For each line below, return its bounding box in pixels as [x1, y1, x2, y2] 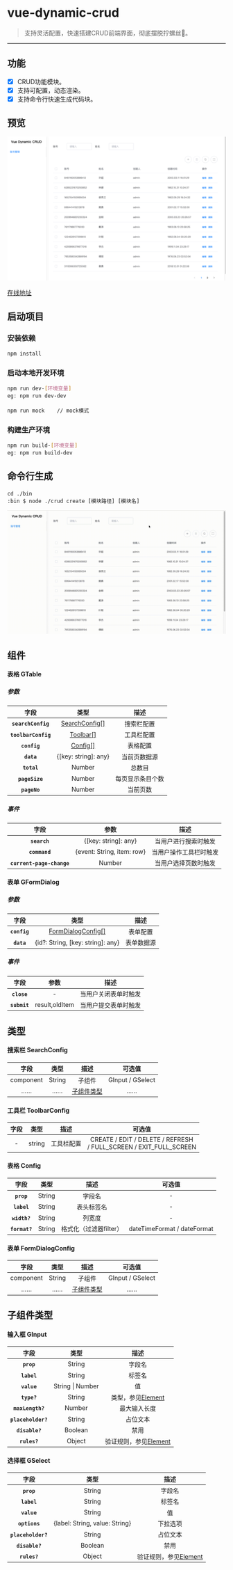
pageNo [21, 786, 40, 793]
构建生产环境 [7, 425, 51, 434]
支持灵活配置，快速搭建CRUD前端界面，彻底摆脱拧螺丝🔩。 [24, 29, 192, 37]
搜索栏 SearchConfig [7, 1046, 68, 1054]
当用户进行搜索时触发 [155, 836, 216, 845]
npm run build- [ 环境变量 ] [7, 442, 78, 450]
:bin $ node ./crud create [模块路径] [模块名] [7, 498, 140, 505]
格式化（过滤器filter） [61, 1225, 123, 1233]
